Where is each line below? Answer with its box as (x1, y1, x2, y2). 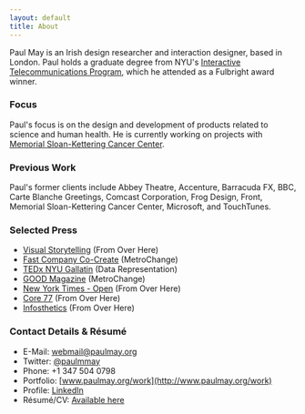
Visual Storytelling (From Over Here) (22, 245, 159, 256)
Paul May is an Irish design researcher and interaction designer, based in (9, 46, 283, 57)
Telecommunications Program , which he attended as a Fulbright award (9, 66, 275, 77)
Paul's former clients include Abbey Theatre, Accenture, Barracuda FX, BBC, (9, 182, 297, 193)
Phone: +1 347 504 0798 (22, 365, 117, 376)
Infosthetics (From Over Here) (22, 302, 135, 314)
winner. (9, 76, 37, 86)
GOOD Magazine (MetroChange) (22, 274, 146, 285)
